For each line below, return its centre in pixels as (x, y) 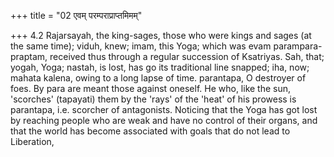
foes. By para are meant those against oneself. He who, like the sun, (151, 88)
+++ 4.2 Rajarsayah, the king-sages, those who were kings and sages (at (161, 35)
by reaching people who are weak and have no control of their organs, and (164, 120)
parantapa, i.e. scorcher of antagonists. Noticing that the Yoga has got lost (164, 109)
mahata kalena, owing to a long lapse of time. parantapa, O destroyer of (158, 78)
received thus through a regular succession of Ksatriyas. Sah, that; (187, 56)
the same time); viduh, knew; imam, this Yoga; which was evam (141, 46)
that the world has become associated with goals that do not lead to (150, 131)
